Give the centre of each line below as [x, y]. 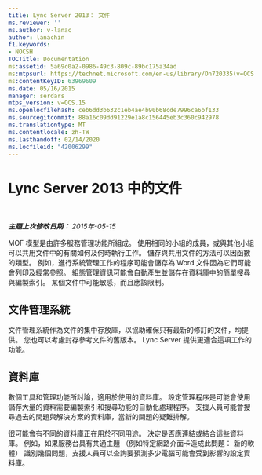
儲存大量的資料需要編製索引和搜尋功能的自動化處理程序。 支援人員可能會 [126, 407]
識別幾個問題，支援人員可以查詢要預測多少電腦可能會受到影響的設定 [133, 453]
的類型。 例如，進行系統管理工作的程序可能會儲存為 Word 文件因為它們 [123, 263]
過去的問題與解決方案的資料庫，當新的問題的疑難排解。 [104, 416]
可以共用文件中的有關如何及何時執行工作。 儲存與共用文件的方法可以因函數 [129, 253]
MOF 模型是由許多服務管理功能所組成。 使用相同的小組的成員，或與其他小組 [131, 243]
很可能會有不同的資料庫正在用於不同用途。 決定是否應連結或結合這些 [119, 433]
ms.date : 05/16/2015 [42, 88]
